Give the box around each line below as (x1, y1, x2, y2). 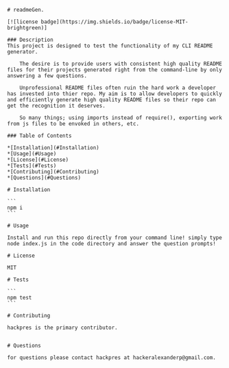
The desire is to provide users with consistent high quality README (19, 60, 223, 67)
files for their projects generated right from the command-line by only (7, 66, 223, 73)
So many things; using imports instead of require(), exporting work (19, 114, 223, 121)
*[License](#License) (7, 156, 69, 163)
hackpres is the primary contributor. (7, 324, 118, 331)
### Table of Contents (7, 132, 72, 139)
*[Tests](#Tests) (7, 162, 57, 169)
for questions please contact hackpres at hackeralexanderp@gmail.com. (7, 354, 216, 361)
